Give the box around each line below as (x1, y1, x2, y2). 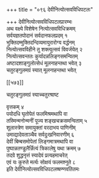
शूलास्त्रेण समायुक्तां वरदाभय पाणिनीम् (6, 124, 76, 131)
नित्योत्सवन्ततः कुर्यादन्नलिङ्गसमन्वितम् (6, 53, 78, 60)
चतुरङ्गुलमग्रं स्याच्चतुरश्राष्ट (6, 91, 59, 98)
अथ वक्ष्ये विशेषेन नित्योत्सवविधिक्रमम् (6, 25, 76, 32)
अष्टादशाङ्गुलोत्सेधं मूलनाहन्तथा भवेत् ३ (6, 60, 82, 67)
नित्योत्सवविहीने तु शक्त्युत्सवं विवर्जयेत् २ (6, 46, 82, 53)
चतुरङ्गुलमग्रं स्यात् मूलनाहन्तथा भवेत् (6, 66, 76, 74)
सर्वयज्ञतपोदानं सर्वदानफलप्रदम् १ (6, 32, 68, 39)
